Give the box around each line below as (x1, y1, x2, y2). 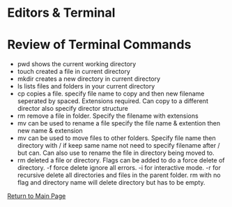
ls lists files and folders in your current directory (17, 82, 155, 91)
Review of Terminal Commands (7, 37, 192, 53)
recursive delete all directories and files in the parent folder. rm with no (17, 171, 221, 179)
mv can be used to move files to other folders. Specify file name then (17, 134, 216, 142)
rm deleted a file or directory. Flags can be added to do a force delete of (17, 156, 225, 164)
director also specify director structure (17, 105, 129, 113)
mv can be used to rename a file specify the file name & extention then (17, 119, 221, 128)
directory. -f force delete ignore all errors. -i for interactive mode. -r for (17, 164, 221, 172)
